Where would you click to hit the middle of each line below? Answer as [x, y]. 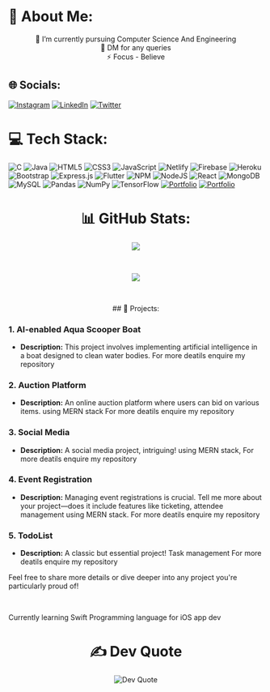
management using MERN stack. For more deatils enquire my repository [140, 515]
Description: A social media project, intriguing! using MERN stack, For [137, 450]
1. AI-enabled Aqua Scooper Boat [75, 329]
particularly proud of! [44, 586]
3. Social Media [39, 433]
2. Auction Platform [47, 385]
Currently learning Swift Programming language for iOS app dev [115, 617]
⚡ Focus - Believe [136, 57]
